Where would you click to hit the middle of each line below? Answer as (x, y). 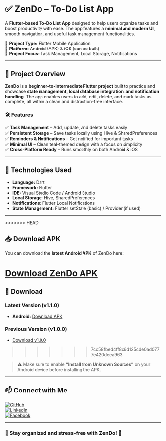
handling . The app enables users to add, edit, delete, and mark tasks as (78, 96)
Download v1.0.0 (29, 340)
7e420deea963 (107, 354)
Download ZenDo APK (51, 273)
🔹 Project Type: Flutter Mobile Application (48, 43)
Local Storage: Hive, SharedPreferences (54, 198)
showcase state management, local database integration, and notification (82, 91)
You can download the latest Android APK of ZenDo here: (64, 253)
